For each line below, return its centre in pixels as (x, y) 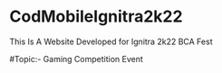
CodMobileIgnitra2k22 (96, 17)
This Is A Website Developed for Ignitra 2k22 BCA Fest (111, 41)
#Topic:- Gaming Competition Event (76, 59)
